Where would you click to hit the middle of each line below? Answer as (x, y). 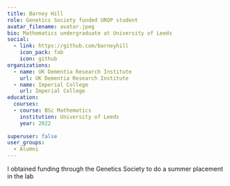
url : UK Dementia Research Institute (74, 78)
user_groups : (26, 143)
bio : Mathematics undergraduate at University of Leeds (90, 33)
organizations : (29, 65)
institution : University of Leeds (69, 117)
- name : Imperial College (51, 85)
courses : (26, 104)
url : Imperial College (52, 91)
